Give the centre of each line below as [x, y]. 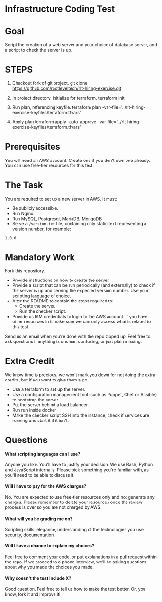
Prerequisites [33, 147]
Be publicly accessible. [35, 208]
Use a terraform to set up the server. [49, 389]
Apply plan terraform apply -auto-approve [54, 122]
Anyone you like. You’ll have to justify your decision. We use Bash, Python [79, 465]
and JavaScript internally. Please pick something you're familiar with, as [77, 470]
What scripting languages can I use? [43, 454]
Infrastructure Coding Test [60, 9]
